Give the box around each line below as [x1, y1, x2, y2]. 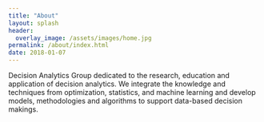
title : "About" [8, 11, 59, 20]
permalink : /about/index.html [8, 41, 110, 49]
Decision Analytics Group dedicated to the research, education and [8, 71, 230, 80]
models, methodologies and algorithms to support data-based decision [8, 96, 242, 105]
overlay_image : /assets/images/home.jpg [15, 33, 152, 42]
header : [8, 26, 34, 34]
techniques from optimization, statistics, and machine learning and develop [8, 88, 256, 96]
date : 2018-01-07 [8, 49, 66, 57]
